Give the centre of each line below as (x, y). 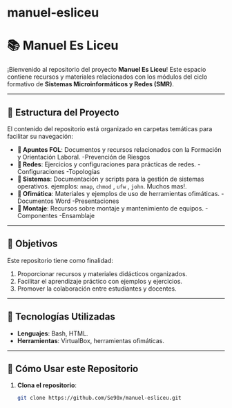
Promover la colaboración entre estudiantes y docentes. (97, 289)
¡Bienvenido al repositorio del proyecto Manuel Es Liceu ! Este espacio (107, 70)
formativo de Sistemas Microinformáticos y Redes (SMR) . (90, 84)
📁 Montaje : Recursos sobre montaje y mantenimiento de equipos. (110, 208)
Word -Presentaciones (87, 201)
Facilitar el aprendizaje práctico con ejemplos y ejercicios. (100, 281)
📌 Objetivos (32, 244)
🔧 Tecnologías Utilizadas (61, 317)
